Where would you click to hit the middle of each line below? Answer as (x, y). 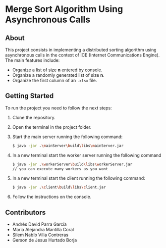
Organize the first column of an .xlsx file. (55, 80)
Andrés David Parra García (39, 224)
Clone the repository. (34, 117)
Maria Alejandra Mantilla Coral (43, 230)
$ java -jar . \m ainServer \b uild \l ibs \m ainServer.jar (68, 146)
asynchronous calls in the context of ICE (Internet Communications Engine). (83, 55)
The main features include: (32, 60)
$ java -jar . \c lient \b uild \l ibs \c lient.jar (59, 187)
